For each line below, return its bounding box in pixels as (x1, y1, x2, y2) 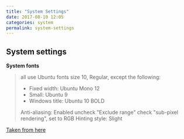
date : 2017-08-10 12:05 (6, 14, 64, 20)
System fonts (6, 62, 40, 69)
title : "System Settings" (6, 8, 69, 15)
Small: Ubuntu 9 (29, 91, 68, 99)
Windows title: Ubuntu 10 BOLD (29, 97, 105, 104)
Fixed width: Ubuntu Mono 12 (29, 85, 100, 92)
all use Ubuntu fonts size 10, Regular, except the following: (20, 74, 161, 81)
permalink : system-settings (6, 25, 75, 31)
